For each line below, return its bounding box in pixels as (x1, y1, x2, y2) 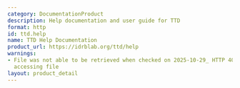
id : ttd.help (7, 30, 46, 38)
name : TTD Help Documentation (7, 37, 98, 44)
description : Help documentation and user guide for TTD (7, 17, 181, 24)
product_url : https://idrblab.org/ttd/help (7, 43, 139, 50)
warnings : (7, 50, 37, 57)
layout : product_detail (7, 70, 79, 77)
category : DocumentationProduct (7, 10, 104, 18)
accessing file (14, 63, 59, 70)
